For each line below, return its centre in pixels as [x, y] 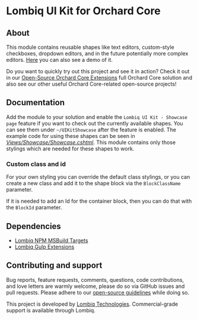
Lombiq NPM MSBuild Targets [51, 240]
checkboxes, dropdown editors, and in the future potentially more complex [97, 54]
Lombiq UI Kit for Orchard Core [84, 11]
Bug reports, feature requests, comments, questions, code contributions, [95, 280]
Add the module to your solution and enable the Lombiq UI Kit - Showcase [97, 117]
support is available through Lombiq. [51, 310]
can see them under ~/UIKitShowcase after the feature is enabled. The [91, 130]
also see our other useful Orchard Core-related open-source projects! [91, 84]
